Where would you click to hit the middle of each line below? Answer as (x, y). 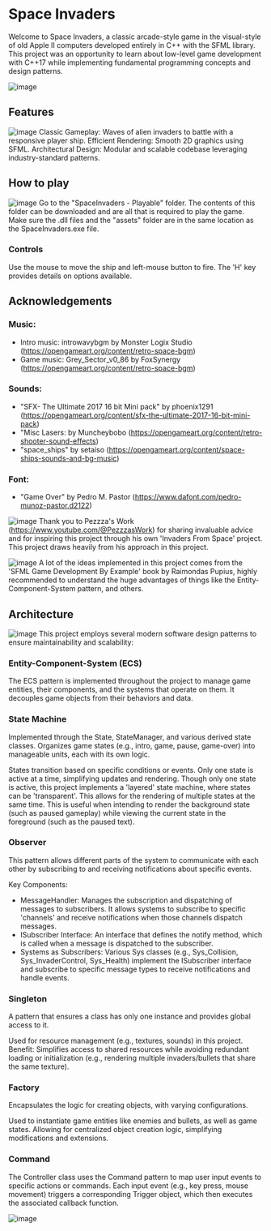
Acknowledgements (60, 301)
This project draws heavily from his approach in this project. (108, 547)
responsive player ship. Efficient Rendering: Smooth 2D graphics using (126, 140)
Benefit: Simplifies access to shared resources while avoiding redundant (129, 1049)
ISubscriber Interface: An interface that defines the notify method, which (141, 934)
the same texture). (39, 1066)
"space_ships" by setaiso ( (64, 449)
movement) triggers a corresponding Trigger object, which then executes (131, 1194)
